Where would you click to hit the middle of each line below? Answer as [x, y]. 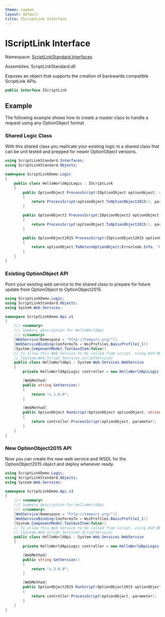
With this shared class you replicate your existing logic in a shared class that [82, 147]
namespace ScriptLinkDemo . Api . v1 [39, 316]
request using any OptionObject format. [45, 123]
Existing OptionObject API [37, 273]
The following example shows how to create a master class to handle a [77, 117]
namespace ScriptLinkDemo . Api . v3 [39, 491]
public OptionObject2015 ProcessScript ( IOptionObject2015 [83, 238]
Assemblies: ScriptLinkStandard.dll [41, 67]
